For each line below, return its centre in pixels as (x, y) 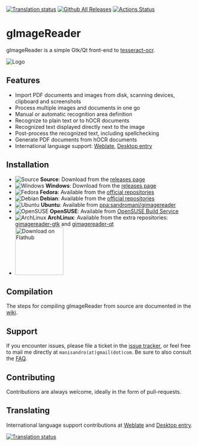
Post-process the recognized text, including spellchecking (87, 133)
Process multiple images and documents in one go (77, 107)
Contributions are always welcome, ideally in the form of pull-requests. (94, 392)
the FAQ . (17, 358)
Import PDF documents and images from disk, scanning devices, (95, 95)
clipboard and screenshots (48, 101)
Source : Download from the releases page (92, 179)
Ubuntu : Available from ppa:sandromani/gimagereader (108, 204)
